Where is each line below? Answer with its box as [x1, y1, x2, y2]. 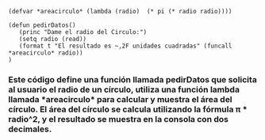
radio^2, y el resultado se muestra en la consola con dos [8, 113, 229, 124]
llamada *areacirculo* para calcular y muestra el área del [8, 93, 232, 104]
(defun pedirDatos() [8, 21, 77, 29]
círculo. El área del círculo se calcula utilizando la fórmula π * [8, 104, 248, 115]
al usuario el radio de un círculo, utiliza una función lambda [8, 84, 240, 95]
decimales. [8, 123, 52, 134]
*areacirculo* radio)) [8, 49, 83, 57]
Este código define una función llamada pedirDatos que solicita [8, 74, 258, 85]
